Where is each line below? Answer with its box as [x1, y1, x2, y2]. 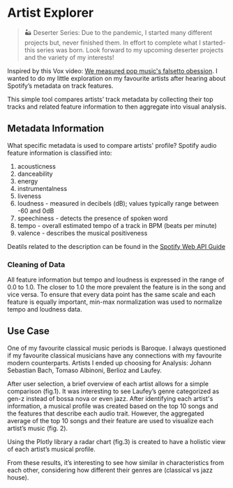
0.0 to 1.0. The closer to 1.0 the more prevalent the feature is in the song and [7, 283, 227, 291]
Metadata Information [7, 123, 105, 135]
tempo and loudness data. [7, 305, 82, 314]
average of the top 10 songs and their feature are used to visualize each [7, 416, 214, 425]
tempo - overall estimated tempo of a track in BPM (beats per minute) [17, 221, 218, 229]
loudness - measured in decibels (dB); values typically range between [17, 199, 219, 207]
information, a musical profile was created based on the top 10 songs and [7, 402, 218, 410]
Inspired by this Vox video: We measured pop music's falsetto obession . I [7, 66, 218, 75]
